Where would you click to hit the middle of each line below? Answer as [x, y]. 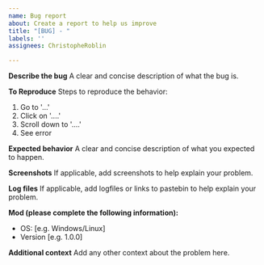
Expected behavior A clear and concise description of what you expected [132, 149]
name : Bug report [38, 16]
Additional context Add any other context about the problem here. [119, 253]
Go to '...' [35, 107]
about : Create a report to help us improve [83, 23]
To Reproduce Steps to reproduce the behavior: [88, 92]
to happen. [26, 158]
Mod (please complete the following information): [94, 213]
